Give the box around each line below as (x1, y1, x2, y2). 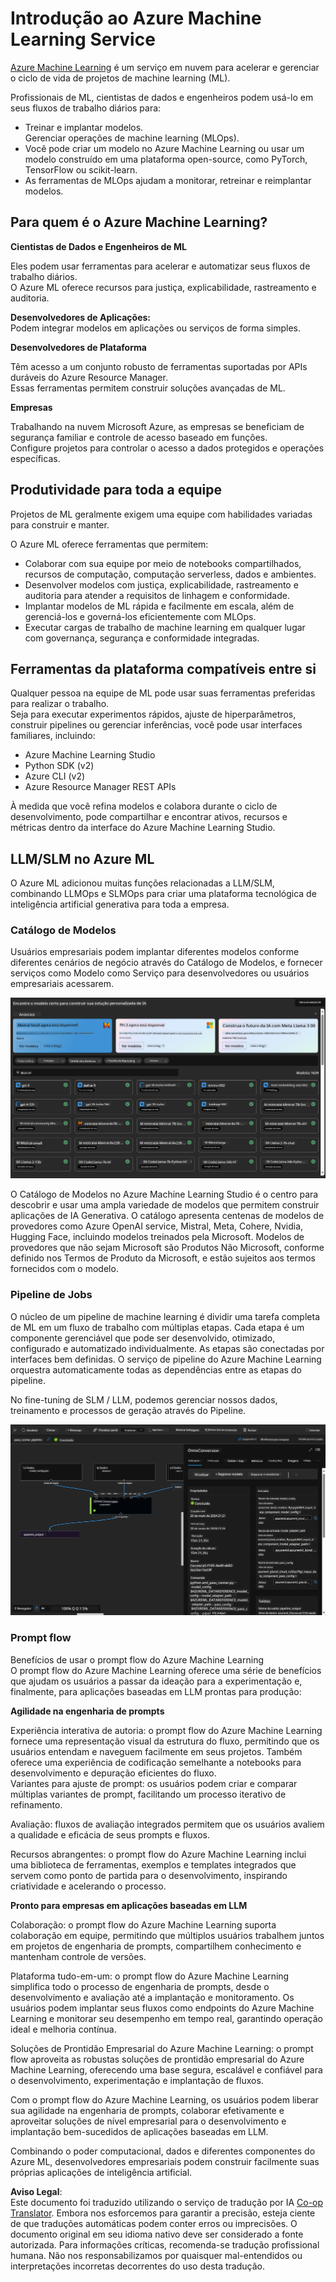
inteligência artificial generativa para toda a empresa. (10, 898, 230, 911)
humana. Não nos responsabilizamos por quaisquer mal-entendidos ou (10, 2249, 303, 2261)
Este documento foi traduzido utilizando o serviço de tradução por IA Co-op (10, 2196, 324, 2208)
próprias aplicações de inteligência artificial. (10, 2166, 193, 2178)
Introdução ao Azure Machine (10, 7, 262, 30)
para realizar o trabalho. (10, 698, 110, 710)
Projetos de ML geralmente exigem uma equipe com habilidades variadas (10, 508, 313, 520)
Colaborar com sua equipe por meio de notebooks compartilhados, (24, 557, 302, 569)
